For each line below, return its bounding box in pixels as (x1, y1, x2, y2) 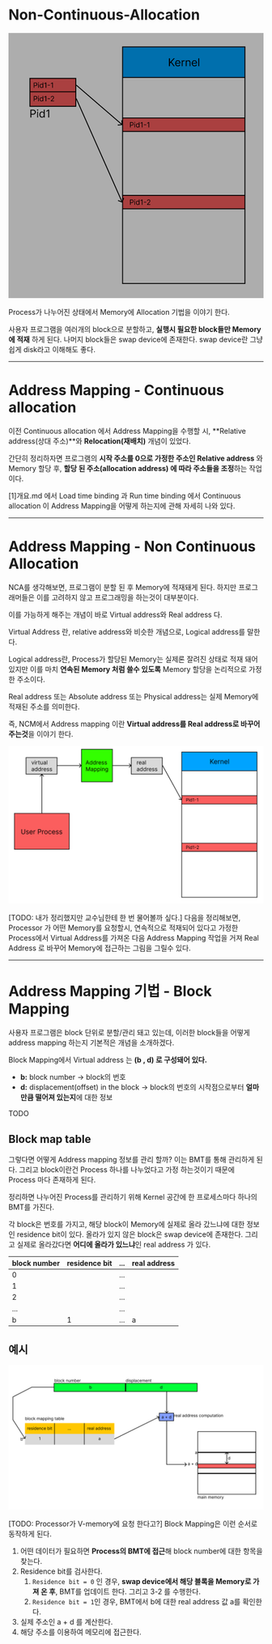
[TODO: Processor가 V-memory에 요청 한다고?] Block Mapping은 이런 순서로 (8, 1519, 257, 1528)
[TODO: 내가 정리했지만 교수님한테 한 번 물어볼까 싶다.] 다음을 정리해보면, (8, 913, 241, 923)
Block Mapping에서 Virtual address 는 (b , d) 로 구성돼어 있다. (8, 1055, 208, 1065)
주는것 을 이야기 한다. (8, 729, 74, 738)
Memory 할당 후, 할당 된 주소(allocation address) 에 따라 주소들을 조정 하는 (8, 463, 248, 473)
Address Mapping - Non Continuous (8, 537, 257, 556)
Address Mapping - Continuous (8, 381, 224, 400)
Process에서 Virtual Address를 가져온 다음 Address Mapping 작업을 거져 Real (8, 933, 259, 943)
